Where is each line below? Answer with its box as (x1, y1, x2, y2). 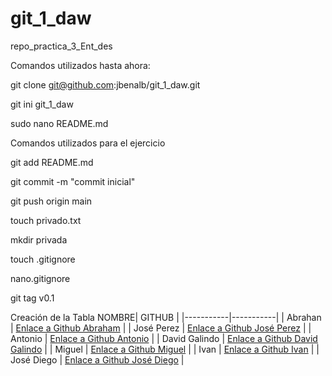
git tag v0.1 (10, 292, 55, 304)
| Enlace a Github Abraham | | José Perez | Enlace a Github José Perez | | (10, 322, 312, 334)
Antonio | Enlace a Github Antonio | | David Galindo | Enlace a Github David (10, 332, 318, 344)
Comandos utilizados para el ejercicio (10, 137, 166, 149)
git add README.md (10, 156, 94, 168)
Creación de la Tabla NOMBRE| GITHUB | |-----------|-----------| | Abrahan (10, 311, 322, 323)
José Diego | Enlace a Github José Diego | (10, 353, 185, 366)
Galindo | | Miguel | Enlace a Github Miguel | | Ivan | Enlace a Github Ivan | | (10, 343, 320, 355)
